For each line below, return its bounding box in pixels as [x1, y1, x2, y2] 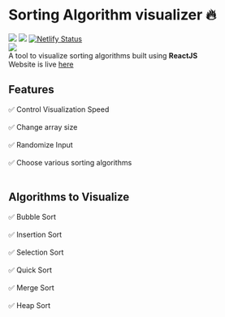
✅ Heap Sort [8, 300, 51, 310]
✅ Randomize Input [8, 139, 73, 149]
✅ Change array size [8, 122, 78, 131]
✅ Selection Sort [8, 247, 64, 257]
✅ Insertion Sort [8, 229, 63, 239]
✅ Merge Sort [8, 282, 54, 293]
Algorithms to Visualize [8, 191, 130, 204]
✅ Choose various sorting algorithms [8, 157, 132, 167]
